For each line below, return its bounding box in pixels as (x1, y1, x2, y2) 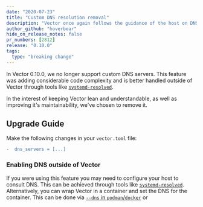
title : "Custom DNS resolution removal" (6, 14, 110, 21)
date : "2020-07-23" (6, 8, 56, 15)
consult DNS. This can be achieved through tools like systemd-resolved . (6, 180, 184, 188)
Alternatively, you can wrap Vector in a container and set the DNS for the (6, 187, 187, 194)
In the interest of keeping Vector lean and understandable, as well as (6, 95, 177, 102)
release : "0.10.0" (6, 43, 53, 49)
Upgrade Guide (6, 119, 65, 129)
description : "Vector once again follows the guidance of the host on (6, 20, 188, 26)
